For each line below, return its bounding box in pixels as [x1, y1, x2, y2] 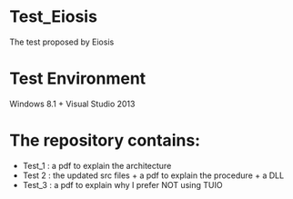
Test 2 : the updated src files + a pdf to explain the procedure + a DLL [22, 170, 285, 181]
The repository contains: [9, 130, 201, 151]
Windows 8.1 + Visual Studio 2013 [9, 98, 136, 109]
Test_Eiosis [9, 6, 98, 27]
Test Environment [9, 68, 146, 89]
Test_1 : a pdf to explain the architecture [22, 160, 172, 171]
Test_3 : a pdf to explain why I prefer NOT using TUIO [22, 179, 223, 190]
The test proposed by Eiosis [9, 36, 115, 47]
